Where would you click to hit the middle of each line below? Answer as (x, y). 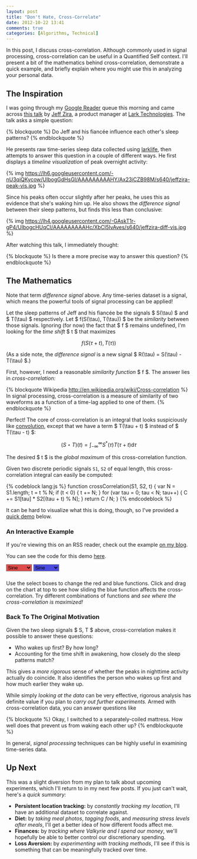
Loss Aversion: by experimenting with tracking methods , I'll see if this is (102, 843)
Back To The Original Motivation (53, 617)
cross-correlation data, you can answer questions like (71, 708)
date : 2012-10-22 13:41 (35, 22)
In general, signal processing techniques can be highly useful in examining (96, 743)
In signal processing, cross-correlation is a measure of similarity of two (92, 396)
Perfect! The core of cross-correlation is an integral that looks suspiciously (97, 420)
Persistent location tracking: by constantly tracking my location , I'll (97, 805)
